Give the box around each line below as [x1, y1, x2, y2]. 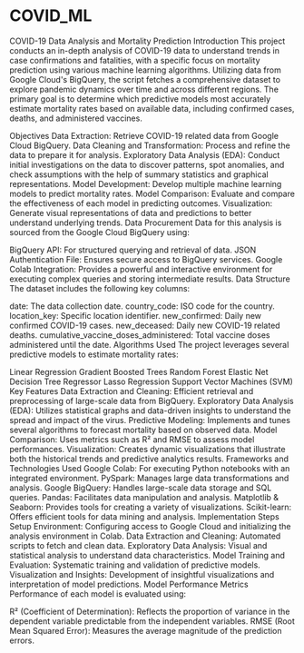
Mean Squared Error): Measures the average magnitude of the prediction [9, 625, 283, 636]
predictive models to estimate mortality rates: [9, 349, 179, 360]
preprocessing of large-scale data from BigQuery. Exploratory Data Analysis [9, 395, 294, 406]
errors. [9, 635, 34, 646]
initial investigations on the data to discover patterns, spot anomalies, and [9, 159, 285, 170]
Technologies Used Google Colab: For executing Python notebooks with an [9, 462, 290, 473]
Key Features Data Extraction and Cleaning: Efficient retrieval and [9, 385, 254, 396]
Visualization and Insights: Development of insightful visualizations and [9, 569, 275, 579]
